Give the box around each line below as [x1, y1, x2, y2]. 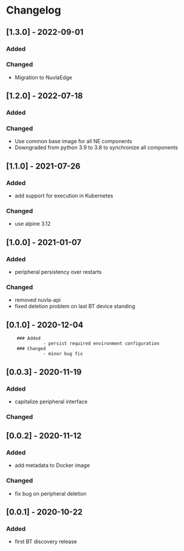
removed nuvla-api [14, 296, 61, 303]
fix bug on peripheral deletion [14, 490, 87, 497]
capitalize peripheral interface [14, 398, 88, 405]
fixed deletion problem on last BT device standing [14, 303, 136, 310]
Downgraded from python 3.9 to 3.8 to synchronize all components [14, 144, 178, 151]
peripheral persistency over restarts [14, 269, 102, 276]
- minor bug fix [43, 351, 83, 357]
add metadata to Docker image [14, 462, 90, 469]
